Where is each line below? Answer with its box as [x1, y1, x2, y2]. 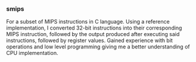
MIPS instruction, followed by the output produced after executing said [6, 31, 180, 38]
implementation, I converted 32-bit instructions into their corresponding [6, 24, 182, 31]
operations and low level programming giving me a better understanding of [6, 43, 190, 50]
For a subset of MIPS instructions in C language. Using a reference [6, 18, 170, 25]
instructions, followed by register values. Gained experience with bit [6, 37, 173, 44]
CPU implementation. [6, 50, 58, 57]
